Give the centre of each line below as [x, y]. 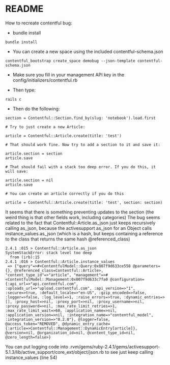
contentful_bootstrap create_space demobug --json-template [70, 61]
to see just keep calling [129, 352]
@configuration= [127, 279]
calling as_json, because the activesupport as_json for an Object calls [78, 228]
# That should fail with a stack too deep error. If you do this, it [81, 167]
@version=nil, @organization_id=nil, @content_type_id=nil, [70, 333]
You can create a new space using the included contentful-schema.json [88, 51]
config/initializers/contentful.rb [45, 80]
